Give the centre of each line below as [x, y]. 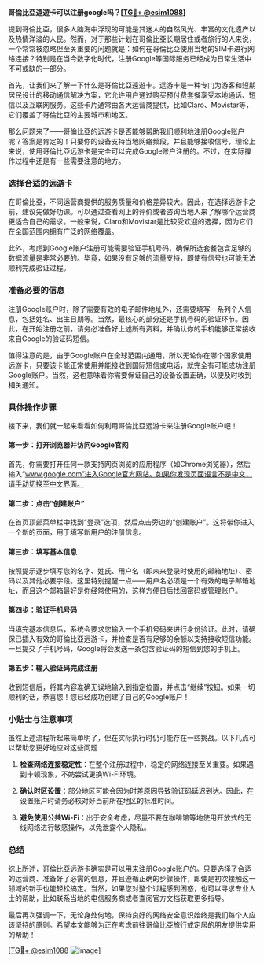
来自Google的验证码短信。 [51, 339]
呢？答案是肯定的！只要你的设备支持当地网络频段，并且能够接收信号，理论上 [132, 141]
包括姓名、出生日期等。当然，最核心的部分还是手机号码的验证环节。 [132, 319]
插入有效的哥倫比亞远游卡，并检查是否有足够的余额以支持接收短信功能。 [139, 639]
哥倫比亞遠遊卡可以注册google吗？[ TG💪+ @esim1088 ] [97, 12]
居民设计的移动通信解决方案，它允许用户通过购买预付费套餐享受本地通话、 [128, 95]
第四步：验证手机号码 [42, 610]
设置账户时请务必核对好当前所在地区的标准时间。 [99, 801]
